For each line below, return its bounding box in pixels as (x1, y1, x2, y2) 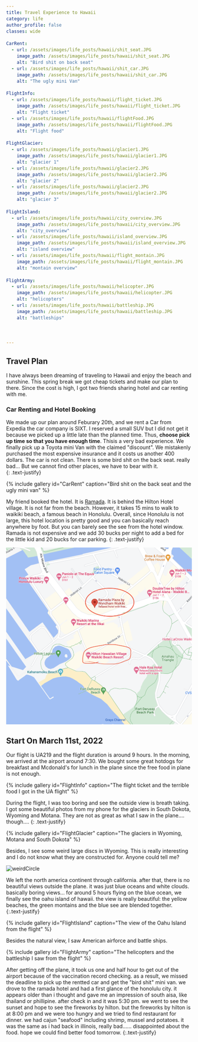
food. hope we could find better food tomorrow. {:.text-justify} (6, 1029, 157, 1036)
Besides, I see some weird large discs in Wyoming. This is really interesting (6, 848, 189, 855)
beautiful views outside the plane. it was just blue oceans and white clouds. (6, 883, 190, 890)
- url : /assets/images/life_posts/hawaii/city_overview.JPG (11, 215, 162, 221)
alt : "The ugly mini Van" (16, 78, 81, 84)
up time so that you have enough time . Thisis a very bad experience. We (6, 438, 184, 445)
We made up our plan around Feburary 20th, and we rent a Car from (6, 419, 172, 426)
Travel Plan (6, 356, 48, 366)
